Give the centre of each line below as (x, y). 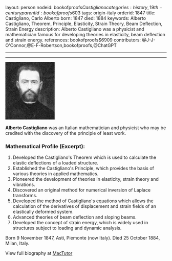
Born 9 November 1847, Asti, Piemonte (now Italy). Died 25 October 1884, (83, 238)
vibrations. (24, 185)
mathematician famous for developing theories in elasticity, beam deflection (85, 34)
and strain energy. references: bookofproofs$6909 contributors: (73, 40)
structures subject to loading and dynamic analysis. (67, 228)
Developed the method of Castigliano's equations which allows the (83, 201)
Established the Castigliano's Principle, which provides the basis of (83, 169)
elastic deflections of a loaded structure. (55, 163)
